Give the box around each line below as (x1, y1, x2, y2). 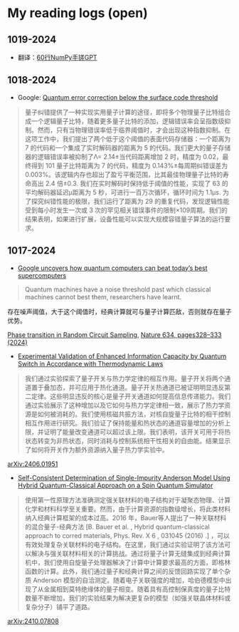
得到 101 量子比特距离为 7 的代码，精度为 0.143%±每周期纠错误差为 (31, 161, 228, 170)
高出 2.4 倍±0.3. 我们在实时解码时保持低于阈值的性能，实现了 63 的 (31, 179, 229, 187)
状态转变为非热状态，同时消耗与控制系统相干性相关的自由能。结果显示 (24, 436, 231, 445)
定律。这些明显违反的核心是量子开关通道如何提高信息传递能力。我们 (31, 392, 231, 400)
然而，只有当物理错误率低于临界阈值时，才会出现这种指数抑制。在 (37, 125, 231, 134)
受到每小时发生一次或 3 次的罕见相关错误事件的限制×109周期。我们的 (24, 205, 228, 214)
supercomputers (17, 271, 67, 279)
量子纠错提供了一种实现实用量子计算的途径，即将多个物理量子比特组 (24, 108, 225, 116)
